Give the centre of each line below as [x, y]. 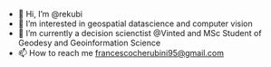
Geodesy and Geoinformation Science [89, 43]
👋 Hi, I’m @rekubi [50, 14]
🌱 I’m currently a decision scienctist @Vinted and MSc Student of [140, 33]
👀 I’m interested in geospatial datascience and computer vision [135, 24]
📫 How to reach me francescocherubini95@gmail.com [121, 53]
